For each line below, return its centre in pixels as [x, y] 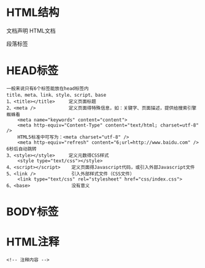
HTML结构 [33, 13]
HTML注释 [33, 242]
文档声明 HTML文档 [31, 31]
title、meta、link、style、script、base [56, 95]
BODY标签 [33, 212]
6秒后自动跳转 [21, 149]
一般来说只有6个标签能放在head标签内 [48, 88]
